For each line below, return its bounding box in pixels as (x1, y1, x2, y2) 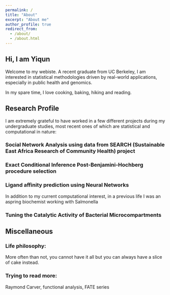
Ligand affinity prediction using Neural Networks (5, 181, 129, 189)
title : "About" (5, 12, 38, 17)
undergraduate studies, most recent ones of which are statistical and (5, 123, 151, 129)
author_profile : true (5, 21, 52, 27)
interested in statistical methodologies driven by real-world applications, (5, 74, 157, 80)
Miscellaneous (5, 227, 53, 236)
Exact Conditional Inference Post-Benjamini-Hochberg (5, 162, 144, 169)
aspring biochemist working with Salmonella (5, 198, 99, 205)
